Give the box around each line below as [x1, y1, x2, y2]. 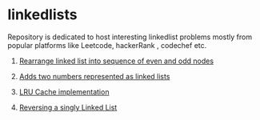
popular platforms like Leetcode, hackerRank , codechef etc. [7, 40, 207, 50]
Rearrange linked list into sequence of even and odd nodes [18, 56, 214, 66]
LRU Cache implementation [18, 86, 110, 97]
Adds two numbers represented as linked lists [18, 71, 170, 81]
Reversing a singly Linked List [18, 102, 118, 112]
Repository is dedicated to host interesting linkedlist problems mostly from [7, 32, 253, 42]
